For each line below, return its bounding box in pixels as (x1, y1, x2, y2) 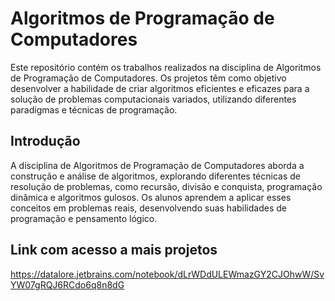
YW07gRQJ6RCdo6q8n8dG (10, 278, 125, 291)
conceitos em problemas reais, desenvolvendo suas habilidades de (10, 202, 287, 214)
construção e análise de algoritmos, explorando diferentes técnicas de (10, 170, 301, 182)
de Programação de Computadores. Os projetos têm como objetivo (10, 72, 287, 84)
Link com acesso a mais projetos (10, 242, 218, 259)
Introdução (10, 133, 81, 150)
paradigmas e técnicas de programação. (10, 103, 178, 116)
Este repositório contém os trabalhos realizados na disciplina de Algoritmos (10, 61, 322, 73)
